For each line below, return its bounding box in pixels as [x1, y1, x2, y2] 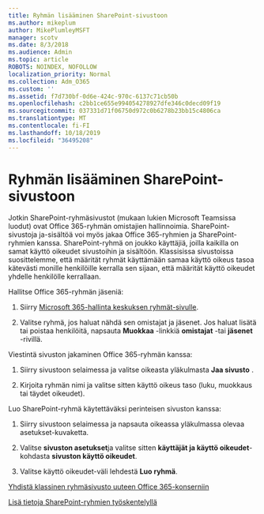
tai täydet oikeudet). [19, 388, 85, 399]
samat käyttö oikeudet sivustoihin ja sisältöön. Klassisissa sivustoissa [8, 246, 234, 257]
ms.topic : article [8, 56, 69, 64]
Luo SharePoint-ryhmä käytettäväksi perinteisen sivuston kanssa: [8, 404, 221, 414]
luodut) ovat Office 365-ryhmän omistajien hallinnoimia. [8, 222, 190, 231]
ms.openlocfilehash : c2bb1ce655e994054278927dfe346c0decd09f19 [8, 99, 221, 107]
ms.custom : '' [8, 84, 55, 93]
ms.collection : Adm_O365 [8, 77, 90, 85]
